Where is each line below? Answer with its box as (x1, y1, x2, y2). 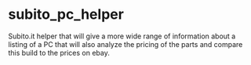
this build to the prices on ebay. (8, 48, 110, 57)
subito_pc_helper (8, 5, 124, 23)
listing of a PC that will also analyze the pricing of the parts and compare (8, 39, 243, 49)
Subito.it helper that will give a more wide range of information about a (8, 31, 236, 41)
